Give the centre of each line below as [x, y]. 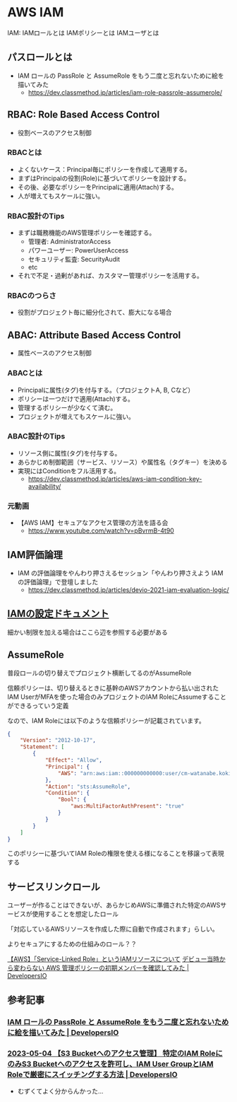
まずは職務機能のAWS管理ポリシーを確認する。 [86, 233]
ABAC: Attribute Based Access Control [94, 335]
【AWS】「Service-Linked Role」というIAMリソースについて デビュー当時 [114, 959]
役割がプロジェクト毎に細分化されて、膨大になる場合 [95, 313]
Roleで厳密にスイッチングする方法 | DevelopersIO [92, 1074]
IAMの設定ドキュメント [58, 614]
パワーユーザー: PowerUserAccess [78, 250]
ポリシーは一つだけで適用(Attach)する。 [75, 399]
